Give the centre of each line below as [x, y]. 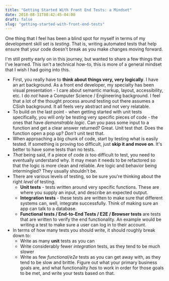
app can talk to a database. [48, 209]
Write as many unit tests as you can [57, 241]
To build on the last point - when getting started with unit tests [77, 112]
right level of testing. [34, 182]
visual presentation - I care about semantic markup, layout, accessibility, [88, 90]
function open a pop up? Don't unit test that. [59, 133]
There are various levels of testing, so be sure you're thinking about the [87, 176]
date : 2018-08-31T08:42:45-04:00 [40, 15]
